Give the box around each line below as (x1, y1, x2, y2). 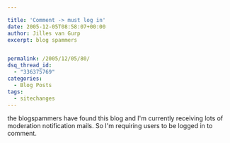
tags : (7, 88, 23, 96)
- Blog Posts (13, 81, 52, 88)
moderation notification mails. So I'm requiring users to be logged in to (7, 122, 213, 130)
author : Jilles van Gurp (7, 30, 81, 37)
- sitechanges (13, 95, 55, 102)
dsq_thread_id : (7, 62, 52, 69)
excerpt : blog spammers (7, 36, 78, 43)
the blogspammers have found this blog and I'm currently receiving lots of (7, 114, 224, 122)
